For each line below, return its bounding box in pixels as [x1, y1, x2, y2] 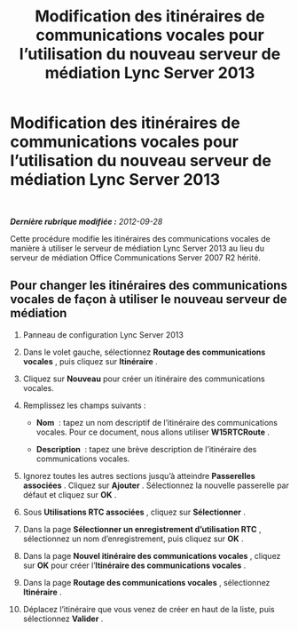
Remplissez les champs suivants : [22, 400, 146, 411]
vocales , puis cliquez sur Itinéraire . [22, 355, 158, 366]
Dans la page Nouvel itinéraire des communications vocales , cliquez [22, 550, 281, 561]
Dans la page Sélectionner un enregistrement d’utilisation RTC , [22, 523, 262, 534]
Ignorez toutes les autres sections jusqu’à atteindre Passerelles [22, 470, 255, 481]
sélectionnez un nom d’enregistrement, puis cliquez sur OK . [22, 533, 244, 544]
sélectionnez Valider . [22, 613, 104, 624]
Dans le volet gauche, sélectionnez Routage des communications [22, 347, 266, 357]
